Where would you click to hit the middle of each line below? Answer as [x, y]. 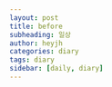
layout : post [34, 18]
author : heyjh [36, 43]
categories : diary [44, 52]
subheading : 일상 [40, 34]
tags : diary [32, 60]
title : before [36, 26]
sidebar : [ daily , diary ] [56, 69]
